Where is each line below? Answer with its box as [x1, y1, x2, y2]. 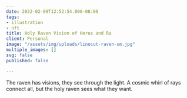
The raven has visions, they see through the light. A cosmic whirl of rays [6, 79, 181, 86]
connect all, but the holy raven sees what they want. [6, 85, 133, 92]
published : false [6, 58, 49, 63]
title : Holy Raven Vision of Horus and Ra [6, 31, 112, 36]
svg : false [6, 52, 33, 58]
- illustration [6, 19, 44, 25]
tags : [6, 14, 19, 20]
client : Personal [6, 36, 49, 42]
